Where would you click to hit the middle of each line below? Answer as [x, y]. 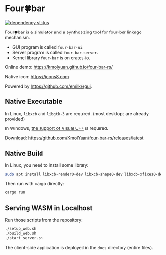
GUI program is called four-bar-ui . [48, 47]
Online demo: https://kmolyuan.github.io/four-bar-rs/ [59, 67]
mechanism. [18, 37]
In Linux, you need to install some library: [47, 165]
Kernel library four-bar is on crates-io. [51, 58]
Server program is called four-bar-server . [55, 52]
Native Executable [34, 102]
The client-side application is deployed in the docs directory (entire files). [79, 247]
